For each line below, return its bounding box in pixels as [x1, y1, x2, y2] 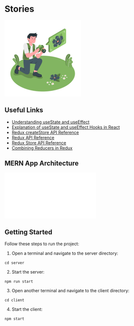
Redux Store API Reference [11, 140, 66, 145]
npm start [4, 317, 25, 322]
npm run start [4, 279, 34, 284]
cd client [4, 298, 25, 303]
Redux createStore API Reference [11, 129, 79, 135]
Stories [4, 3, 35, 15]
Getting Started [4, 228, 53, 236]
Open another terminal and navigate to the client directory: [11, 288, 130, 294]
